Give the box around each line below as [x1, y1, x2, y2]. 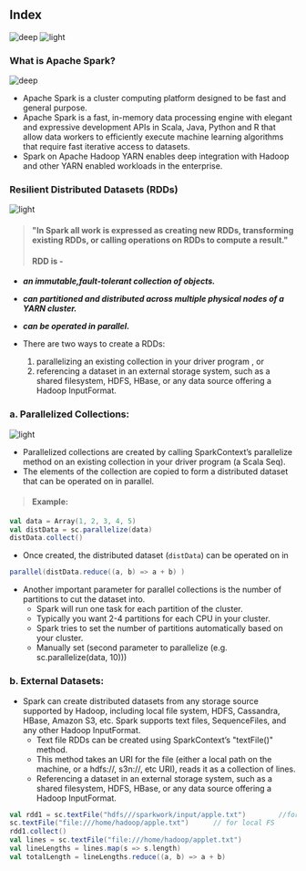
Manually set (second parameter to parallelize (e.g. [36, 642, 228, 653]
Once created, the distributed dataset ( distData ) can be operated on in [22, 550, 289, 561]
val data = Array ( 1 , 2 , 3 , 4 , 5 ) [9, 516, 137, 525]
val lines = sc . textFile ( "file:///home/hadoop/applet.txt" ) [9, 835, 243, 845]
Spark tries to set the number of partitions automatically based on [36, 623, 284, 634]
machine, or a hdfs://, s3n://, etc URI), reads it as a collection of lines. [36, 763, 296, 774]
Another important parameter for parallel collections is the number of [22, 584, 282, 596]
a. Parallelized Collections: [9, 408, 130, 420]
